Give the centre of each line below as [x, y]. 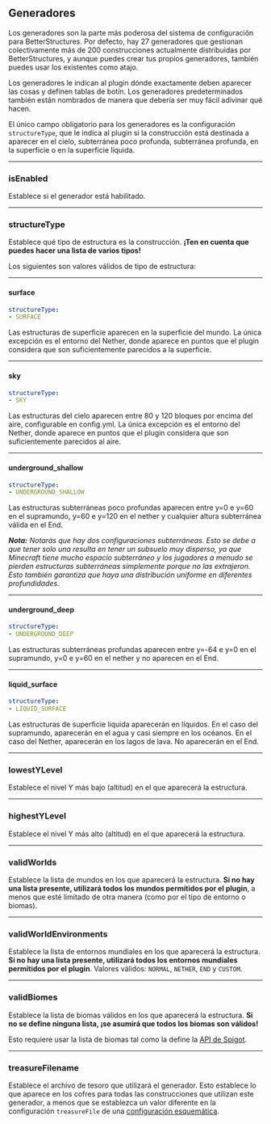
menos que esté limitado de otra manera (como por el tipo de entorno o [127, 897]
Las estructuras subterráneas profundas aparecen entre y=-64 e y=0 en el [132, 650]
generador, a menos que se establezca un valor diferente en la [112, 1102]
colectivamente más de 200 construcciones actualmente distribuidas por [130, 50]
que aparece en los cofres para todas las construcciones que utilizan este [131, 1093]
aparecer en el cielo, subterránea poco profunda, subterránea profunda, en [133, 141]
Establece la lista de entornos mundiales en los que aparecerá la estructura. [134, 952]
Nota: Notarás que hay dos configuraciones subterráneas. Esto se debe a [132, 541]
